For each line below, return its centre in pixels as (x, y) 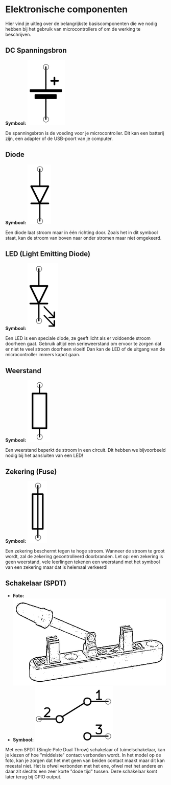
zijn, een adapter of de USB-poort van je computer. (59, 138)
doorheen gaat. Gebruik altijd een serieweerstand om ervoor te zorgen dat (83, 344)
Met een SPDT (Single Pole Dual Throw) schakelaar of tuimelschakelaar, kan (85, 750)
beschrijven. (18, 34)
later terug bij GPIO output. (33, 777)
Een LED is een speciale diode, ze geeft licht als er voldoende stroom (78, 338)
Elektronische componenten (67, 9)
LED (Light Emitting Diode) (48, 254)
